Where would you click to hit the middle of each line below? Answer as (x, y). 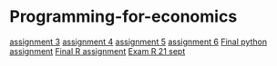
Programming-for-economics (123, 17)
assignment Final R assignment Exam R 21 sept (97, 51)
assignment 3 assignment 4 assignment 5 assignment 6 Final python (138, 42)
